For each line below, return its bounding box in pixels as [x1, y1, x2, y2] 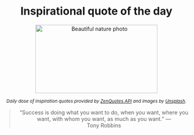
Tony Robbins [87, 122, 121, 129]
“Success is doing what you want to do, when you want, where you [19, 108, 189, 116]
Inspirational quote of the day [20, 4, 173, 18]
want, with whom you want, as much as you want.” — [37, 115, 171, 122]
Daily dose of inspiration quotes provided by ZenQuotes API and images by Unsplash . [6, 98, 187, 104]
